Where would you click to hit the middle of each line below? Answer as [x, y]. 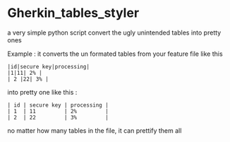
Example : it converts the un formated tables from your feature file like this [115, 54]
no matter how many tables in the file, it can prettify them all [95, 130]
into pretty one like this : [42, 92]
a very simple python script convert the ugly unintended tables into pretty [114, 32]
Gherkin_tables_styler [73, 13]
